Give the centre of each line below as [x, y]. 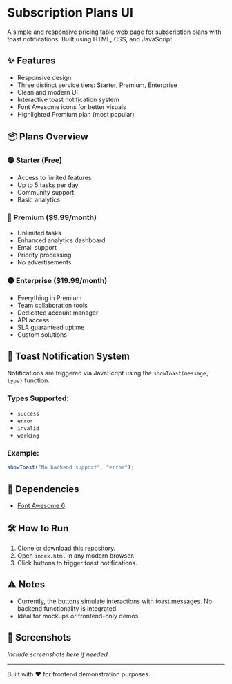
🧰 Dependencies [43, 489]
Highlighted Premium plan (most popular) [76, 114]
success [28, 414]
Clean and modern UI [47, 92]
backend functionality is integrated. [68, 608]
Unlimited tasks [39, 233]
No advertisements [44, 262]
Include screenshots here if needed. [58, 654]
